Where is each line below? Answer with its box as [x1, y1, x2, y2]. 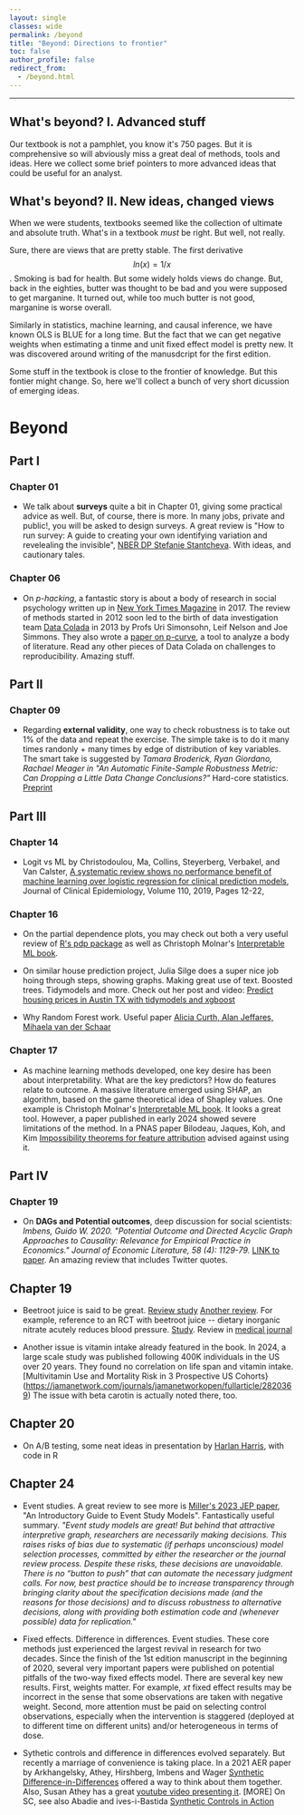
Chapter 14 [9, 835, 59, 848]
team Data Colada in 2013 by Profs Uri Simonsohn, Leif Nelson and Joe [22, 621, 288, 632]
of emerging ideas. [9, 385, 80, 396]
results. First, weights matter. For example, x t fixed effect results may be [22, 1682, 292, 1693]
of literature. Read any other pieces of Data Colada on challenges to [22, 640, 276, 651]
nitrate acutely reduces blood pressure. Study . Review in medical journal [22, 1324, 292, 1335]
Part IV [9, 1167, 49, 1184]
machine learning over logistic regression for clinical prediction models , [22, 875, 290, 886]
